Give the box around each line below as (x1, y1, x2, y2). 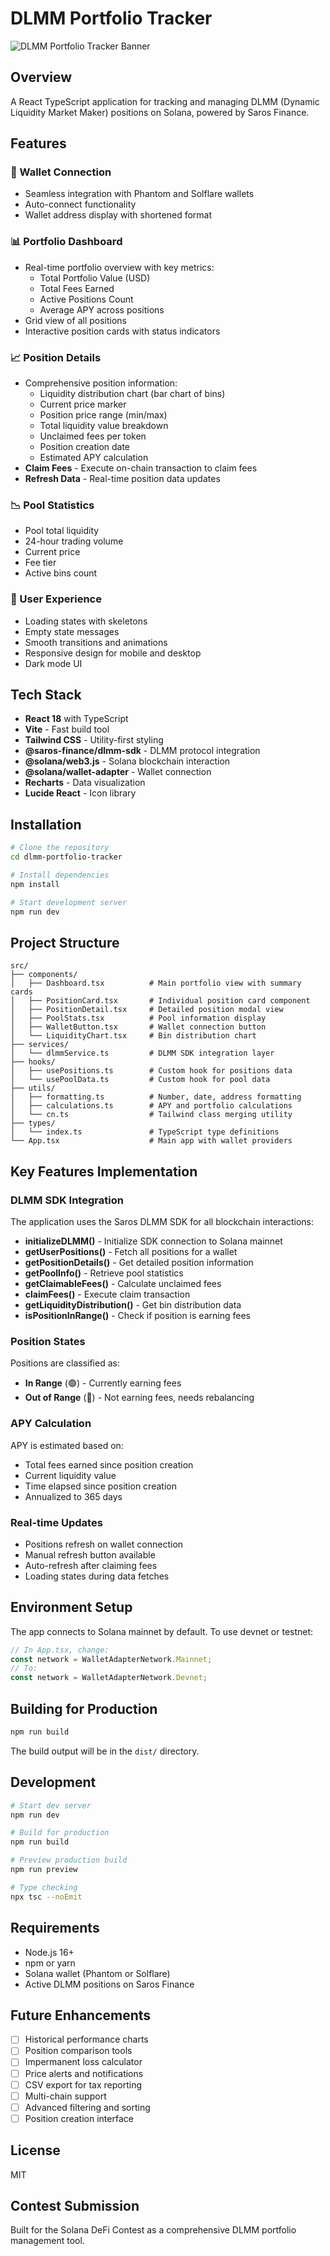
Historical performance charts (24, 2033, 149, 2046)
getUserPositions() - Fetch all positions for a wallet (24, 1246, 238, 1257)
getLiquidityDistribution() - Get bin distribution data (24, 1299, 242, 1311)
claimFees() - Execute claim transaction (24, 1288, 191, 1300)
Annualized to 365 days (24, 1490, 123, 1502)
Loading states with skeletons (24, 615, 148, 627)
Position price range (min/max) (39, 409, 168, 421)
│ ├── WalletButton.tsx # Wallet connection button (10, 1022, 267, 1032)
